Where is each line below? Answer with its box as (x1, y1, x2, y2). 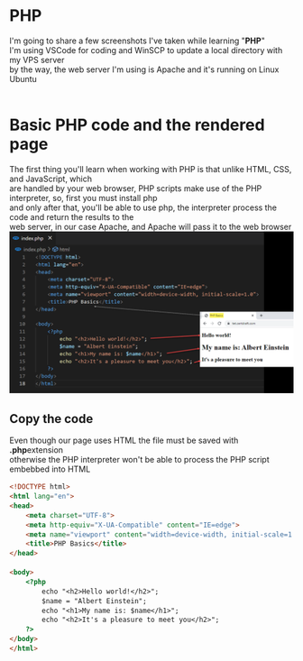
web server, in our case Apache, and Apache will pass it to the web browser (9, 221, 292, 232)
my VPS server (9, 54, 65, 65)
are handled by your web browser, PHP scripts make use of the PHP (9, 182, 262, 194)
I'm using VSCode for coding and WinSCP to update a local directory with (9, 44, 283, 55)
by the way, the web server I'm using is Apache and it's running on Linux (9, 64, 280, 75)
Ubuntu (9, 73, 38, 84)
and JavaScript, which (9, 173, 93, 184)
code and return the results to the (9, 211, 134, 222)
